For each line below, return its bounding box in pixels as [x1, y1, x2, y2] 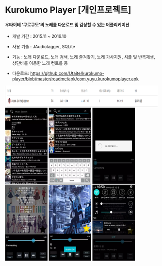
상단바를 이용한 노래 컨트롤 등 [12, 60, 68, 66]
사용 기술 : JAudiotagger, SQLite [12, 44, 75, 50]
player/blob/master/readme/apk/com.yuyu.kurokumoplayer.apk [12, 76, 139, 82]
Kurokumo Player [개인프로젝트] [5, 4, 131, 16]
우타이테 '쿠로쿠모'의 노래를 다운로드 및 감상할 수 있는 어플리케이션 [5, 21, 130, 27]
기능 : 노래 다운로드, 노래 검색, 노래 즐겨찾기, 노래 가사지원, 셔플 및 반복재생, [12, 54, 155, 60]
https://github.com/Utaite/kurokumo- [30, 71, 104, 76]
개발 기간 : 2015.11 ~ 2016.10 [12, 34, 67, 39]
